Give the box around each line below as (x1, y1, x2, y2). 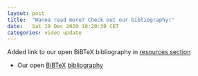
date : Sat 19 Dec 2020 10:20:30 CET (7, 23, 119, 29)
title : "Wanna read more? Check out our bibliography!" (7, 16, 175, 23)
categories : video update (7, 29, 82, 36)
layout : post (7, 10, 45, 17)
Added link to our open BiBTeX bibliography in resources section (7, 48, 191, 56)
